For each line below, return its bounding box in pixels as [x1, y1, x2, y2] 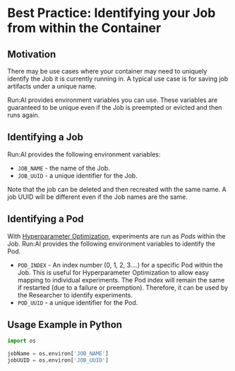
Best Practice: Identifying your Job [7, 5, 216, 21]
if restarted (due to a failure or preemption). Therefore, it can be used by [17, 283, 228, 292]
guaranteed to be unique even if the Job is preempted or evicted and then [7, 103, 222, 111]
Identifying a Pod [7, 213, 84, 225]
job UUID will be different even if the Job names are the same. [7, 193, 188, 201]
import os [7, 338, 37, 345]
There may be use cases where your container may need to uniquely [7, 67, 207, 75]
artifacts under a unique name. [7, 82, 97, 90]
